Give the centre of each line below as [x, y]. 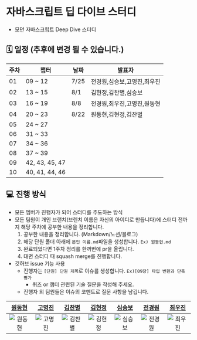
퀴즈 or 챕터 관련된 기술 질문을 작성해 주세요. [83, 284]
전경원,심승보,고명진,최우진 [125, 81]
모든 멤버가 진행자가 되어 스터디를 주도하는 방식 [69, 212]
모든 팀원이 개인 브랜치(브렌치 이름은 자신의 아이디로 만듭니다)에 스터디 [96, 219]
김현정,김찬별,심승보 [117, 93]
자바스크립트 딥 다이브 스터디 [71, 12]
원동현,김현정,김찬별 [117, 114]
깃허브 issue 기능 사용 [40, 263]
